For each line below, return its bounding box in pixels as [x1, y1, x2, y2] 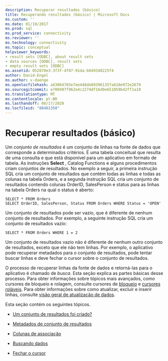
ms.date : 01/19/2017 [5, 21, 49, 27]
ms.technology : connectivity [5, 40, 67, 45]
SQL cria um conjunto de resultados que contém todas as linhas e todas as [5, 171, 161, 177]
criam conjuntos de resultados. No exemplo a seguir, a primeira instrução [5, 165, 157, 171]
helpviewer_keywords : [5, 49, 51, 54]
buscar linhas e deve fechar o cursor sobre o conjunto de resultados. [5, 255, 149, 261]
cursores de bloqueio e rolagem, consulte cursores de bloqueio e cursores [5, 280, 160, 287]
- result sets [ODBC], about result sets [5, 54, 94, 59]
